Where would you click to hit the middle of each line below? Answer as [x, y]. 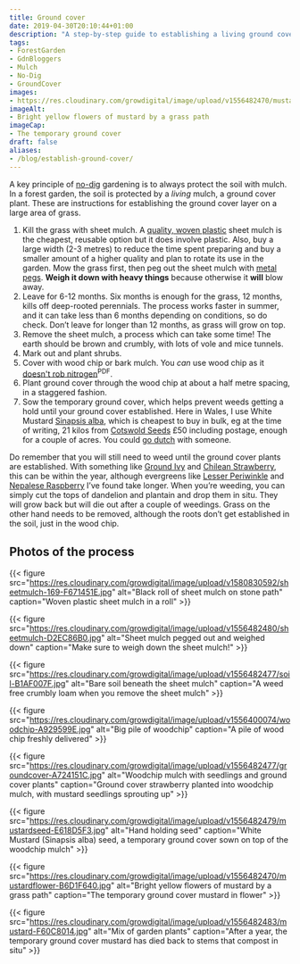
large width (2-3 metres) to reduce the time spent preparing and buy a [151, 249]
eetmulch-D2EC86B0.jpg [55, 637]
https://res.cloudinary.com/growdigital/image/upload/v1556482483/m [158, 921]
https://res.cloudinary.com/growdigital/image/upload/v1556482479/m [158, 820]
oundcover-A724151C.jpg [56, 775]
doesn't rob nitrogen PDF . [67, 373]
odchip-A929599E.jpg [50, 729]
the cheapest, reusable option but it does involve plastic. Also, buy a [148, 239]
